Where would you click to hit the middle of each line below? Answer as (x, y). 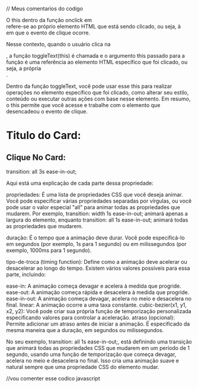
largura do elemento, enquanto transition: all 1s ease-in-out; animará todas (97, 220)
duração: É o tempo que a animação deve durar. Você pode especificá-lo (95, 238)
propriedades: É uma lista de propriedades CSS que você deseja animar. (95, 195)
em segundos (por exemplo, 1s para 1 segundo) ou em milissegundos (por (96, 244)
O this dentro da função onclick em (49, 20)
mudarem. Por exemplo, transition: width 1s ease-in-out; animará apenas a (97, 214)
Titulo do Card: (44, 135)
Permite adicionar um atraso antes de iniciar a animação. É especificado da (98, 324)
